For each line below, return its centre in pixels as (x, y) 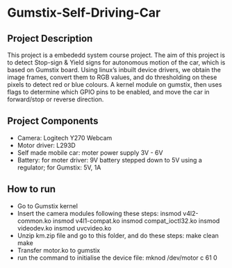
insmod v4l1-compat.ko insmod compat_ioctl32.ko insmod (136, 221)
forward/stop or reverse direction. (56, 99)
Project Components (53, 121)
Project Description (50, 39)
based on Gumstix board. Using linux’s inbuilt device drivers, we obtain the (114, 70)
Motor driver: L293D (47, 145)
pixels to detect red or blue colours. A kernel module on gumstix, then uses (115, 84)
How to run (32, 189)
